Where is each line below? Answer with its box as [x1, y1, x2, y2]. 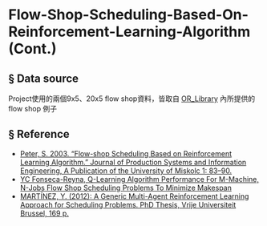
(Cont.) [8, 40, 58, 58]
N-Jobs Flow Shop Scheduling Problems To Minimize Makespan [19, 183, 233, 192]
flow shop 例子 [8, 104, 58, 113]
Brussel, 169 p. [19, 208, 70, 218]
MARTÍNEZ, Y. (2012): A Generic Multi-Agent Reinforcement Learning [19, 191, 249, 201]
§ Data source [8, 71, 79, 85]
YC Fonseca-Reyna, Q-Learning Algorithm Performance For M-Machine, [19, 174, 259, 184]
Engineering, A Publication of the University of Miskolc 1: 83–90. [19, 166, 233, 176]
